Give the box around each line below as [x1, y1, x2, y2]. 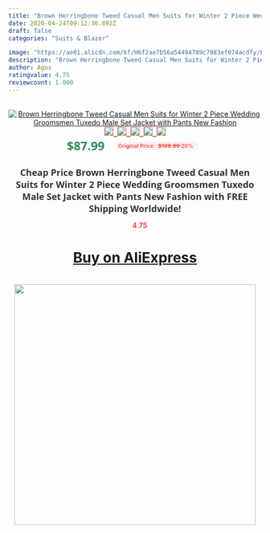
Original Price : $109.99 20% [118, 141, 194, 149]
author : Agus [8, 63, 52, 72]
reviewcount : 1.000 [8, 78, 74, 87]
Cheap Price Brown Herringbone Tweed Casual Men [19, 165, 251, 179]
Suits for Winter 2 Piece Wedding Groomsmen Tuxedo [15, 177, 255, 191]
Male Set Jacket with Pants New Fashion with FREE [22, 189, 248, 203]
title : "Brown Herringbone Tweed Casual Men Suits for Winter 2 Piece [8, 11, 250, 20]
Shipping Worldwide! [88, 201, 182, 215]
